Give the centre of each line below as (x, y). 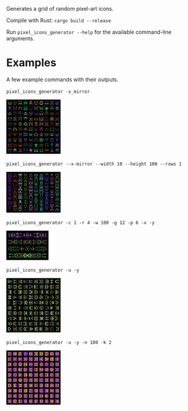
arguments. (20, 38)
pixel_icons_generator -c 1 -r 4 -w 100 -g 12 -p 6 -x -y (80, 222)
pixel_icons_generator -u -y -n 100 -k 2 (59, 342)
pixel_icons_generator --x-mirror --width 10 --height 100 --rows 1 (94, 164)
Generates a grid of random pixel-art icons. (60, 9)
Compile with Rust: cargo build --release (59, 20)
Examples (31, 63)
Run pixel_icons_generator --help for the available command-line (89, 32)
